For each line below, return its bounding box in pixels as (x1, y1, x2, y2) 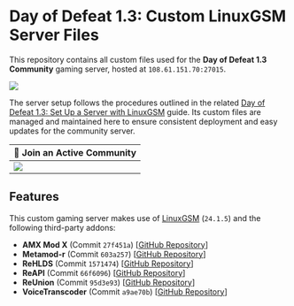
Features (9, 189, 59, 204)
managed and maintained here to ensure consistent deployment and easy (9, 116, 278, 126)
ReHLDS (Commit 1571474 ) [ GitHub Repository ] (21, 258, 194, 269)
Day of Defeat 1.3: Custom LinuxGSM (9, 6, 286, 27)
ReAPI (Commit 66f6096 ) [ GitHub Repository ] (21, 267, 186, 278)
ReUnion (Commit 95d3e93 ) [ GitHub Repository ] (21, 277, 196, 287)
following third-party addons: (9, 222, 116, 233)
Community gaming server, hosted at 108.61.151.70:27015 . (9, 64, 227, 74)
